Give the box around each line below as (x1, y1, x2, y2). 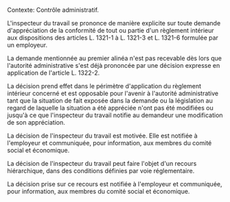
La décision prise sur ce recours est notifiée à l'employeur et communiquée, (7, 180, 222, 188)
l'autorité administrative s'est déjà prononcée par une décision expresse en (7, 62, 220, 69)
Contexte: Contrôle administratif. (7, 6, 100, 14)
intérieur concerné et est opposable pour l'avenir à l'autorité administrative (7, 89, 219, 97)
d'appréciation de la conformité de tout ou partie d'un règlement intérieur (7, 27, 214, 34)
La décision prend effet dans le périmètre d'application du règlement (7, 82, 201, 90)
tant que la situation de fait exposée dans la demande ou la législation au (7, 97, 213, 105)
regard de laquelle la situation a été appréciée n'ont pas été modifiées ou (7, 104, 214, 112)
